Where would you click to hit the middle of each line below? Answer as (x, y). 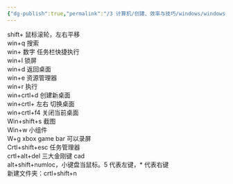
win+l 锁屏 (22, 60)
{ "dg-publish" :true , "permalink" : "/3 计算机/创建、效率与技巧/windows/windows (116, 14)
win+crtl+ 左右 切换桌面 (41, 103)
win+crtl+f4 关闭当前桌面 (43, 112)
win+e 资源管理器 (32, 78)
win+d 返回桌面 (29, 69)
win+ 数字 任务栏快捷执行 (43, 51)
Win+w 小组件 (27, 130)
